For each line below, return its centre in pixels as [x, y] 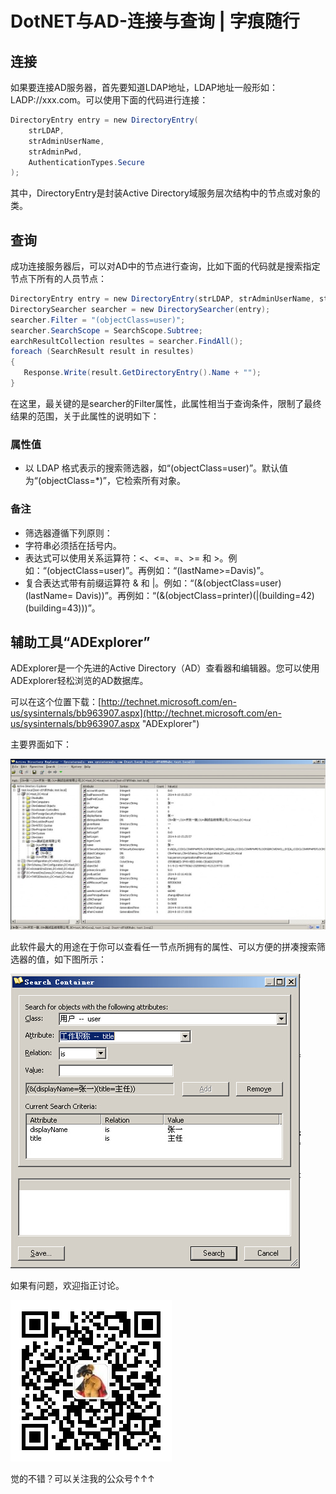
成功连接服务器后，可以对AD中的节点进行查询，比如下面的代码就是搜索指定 [165, 266]
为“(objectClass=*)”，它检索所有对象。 [105, 481]
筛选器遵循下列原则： [68, 533]
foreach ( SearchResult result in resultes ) [102, 352]
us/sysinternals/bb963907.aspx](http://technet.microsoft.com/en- [146, 713]
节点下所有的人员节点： [58, 279]
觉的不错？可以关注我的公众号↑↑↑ [83, 1479]
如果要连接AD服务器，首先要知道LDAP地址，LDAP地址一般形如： [144, 87]
